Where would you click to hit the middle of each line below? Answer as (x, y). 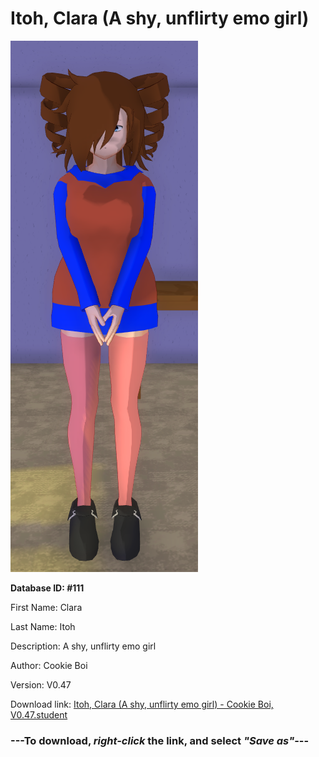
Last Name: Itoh (43, 626)
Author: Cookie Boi (49, 665)
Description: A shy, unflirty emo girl (83, 646)
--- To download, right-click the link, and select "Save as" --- (160, 740)
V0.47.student (39, 714)
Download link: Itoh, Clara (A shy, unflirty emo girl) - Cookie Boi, (142, 704)
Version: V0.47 (41, 684)
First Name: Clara (46, 607)
